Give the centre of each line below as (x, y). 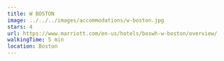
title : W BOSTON (31, 14)
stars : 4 (20, 27)
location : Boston (33, 46)
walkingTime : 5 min (36, 40)
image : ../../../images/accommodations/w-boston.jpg (86, 20)
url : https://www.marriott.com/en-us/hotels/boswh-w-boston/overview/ (112, 33)
